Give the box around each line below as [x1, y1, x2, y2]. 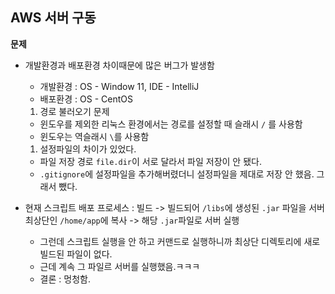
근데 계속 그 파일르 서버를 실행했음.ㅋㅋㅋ [39, 260, 201, 272]
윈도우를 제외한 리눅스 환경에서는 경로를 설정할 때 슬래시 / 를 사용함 [39, 118, 303, 130]
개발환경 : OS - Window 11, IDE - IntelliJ [39, 80, 200, 92]
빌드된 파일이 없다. [39, 248, 113, 260]
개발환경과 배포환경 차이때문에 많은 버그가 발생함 [24, 59, 215, 71]
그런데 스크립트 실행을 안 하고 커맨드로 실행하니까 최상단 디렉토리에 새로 [39, 235, 321, 247]
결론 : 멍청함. [39, 273, 91, 285]
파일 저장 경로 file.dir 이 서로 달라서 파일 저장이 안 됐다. [39, 155, 262, 167]
